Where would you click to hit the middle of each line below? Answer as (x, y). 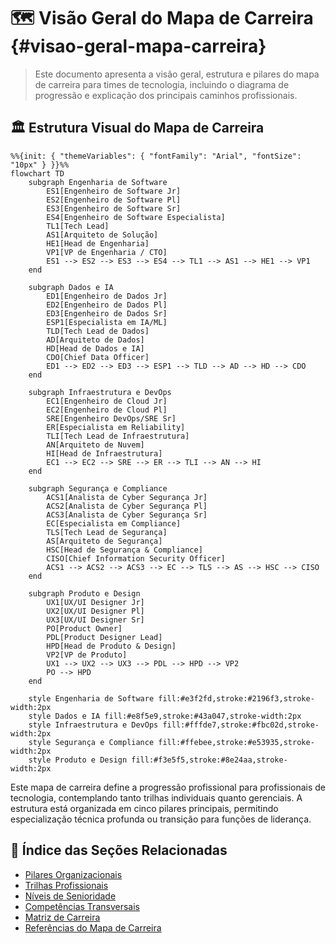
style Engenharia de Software (91, 698)
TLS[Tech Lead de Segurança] (107, 532)
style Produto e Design (78, 760)
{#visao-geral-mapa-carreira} (138, 46)
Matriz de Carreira (62, 917)
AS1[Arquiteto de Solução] (102, 235)
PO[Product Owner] (84, 628)
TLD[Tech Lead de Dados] (98, 331)
